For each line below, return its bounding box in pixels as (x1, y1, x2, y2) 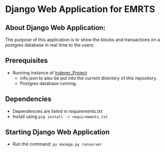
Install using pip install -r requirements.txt (12, 113, 108, 119)
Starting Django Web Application (5, 128, 110, 136)
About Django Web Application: (5, 23, 106, 32)
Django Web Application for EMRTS (5, 3, 155, 15)
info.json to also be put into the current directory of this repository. (19, 75, 157, 81)
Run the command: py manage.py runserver (12, 141, 102, 147)
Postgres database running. (19, 80, 77, 86)
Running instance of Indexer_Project (12, 69, 87, 75)
